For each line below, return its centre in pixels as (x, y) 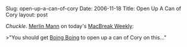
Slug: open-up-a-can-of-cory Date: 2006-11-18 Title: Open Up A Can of (93, 9)
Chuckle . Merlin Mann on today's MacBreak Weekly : (70, 26)
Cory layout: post (27, 15)
